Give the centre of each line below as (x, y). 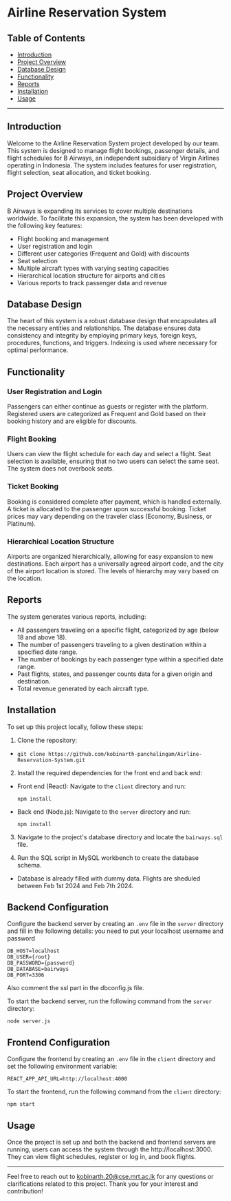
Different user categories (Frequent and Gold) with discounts (103, 254)
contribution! (25, 1191)
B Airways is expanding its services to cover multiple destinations (100, 211)
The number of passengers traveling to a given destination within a (112, 644)
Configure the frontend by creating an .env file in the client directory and (111, 1059)
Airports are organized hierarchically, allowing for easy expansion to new (110, 557)
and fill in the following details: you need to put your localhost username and (115, 931)
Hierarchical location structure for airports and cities (91, 275)
